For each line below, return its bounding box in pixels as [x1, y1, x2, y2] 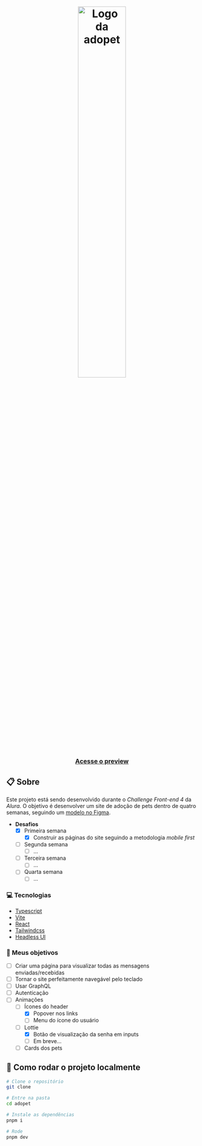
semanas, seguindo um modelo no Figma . [6, 809, 111, 816]
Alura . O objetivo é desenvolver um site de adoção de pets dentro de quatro [6, 802, 197, 809]
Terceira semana [24, 854, 67, 862]
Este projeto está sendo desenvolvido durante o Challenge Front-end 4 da [6, 795, 192, 803]
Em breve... [33, 1037, 62, 1044]
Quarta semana [24, 868, 63, 876]
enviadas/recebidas [15, 969, 65, 977]
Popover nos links [33, 1010, 78, 1017]
